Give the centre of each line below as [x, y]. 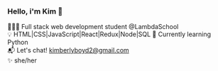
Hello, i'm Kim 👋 [35, 11]
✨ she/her [22, 60]
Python [18, 43]
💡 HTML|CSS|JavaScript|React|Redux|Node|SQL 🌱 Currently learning [109, 34]
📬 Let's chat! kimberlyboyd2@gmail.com [68, 50]
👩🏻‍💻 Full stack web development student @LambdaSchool [93, 27]
